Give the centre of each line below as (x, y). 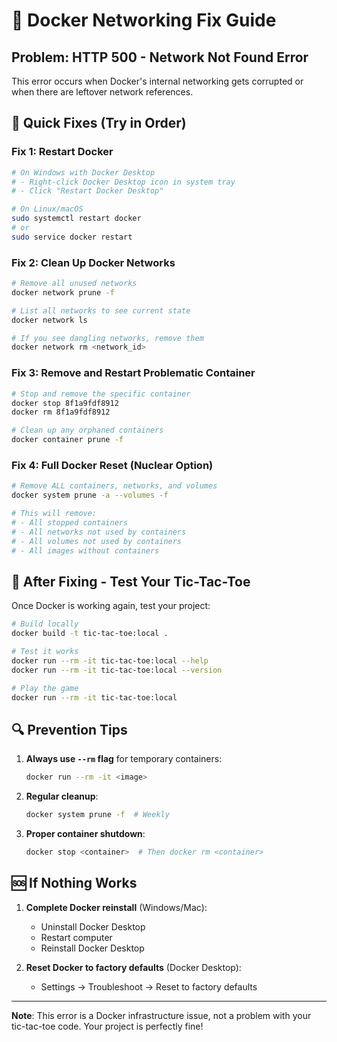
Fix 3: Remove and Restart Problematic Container (133, 373)
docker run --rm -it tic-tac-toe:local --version (117, 670)
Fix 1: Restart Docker (62, 152)
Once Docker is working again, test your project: (111, 606)
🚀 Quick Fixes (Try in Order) (99, 123)
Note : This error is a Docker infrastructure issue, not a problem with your (161, 1015)
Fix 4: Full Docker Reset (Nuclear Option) (112, 465)
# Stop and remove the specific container (101, 394)
